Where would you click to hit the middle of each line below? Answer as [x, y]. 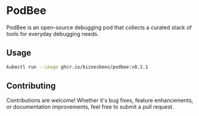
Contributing [31, 86]
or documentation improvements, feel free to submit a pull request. [90, 107]
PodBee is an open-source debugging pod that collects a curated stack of [99, 27]
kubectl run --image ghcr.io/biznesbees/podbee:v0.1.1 [77, 67]
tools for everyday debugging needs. [53, 33]
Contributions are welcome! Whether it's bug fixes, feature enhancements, [100, 100]
